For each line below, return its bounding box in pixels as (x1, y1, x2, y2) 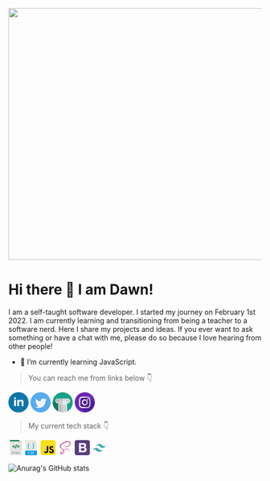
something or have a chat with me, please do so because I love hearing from (8, 333, 262, 342)
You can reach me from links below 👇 (27, 373, 153, 383)
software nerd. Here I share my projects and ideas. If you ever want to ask (8, 324, 253, 334)
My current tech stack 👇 (27, 421, 109, 430)
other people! (8, 341, 53, 350)
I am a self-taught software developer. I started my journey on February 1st (8, 307, 256, 317)
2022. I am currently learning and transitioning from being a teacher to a (8, 315, 247, 326)
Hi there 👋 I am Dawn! (8, 280, 154, 299)
